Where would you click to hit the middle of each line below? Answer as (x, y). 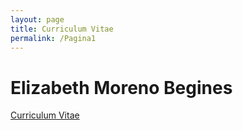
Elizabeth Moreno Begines (121, 87)
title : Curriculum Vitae (62, 29)
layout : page (37, 19)
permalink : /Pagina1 (53, 38)
